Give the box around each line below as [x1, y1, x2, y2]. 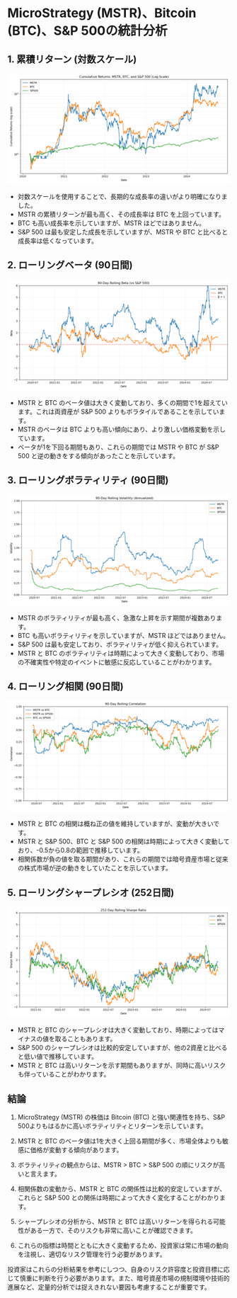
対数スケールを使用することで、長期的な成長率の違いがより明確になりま [17, 193, 228, 200]
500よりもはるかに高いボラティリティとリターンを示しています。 [17, 1122, 207, 1130]
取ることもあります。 [54, 1035, 117, 1043]
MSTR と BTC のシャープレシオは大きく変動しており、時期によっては [17, 1026, 219, 1035]
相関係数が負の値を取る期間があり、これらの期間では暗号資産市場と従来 [17, 855, 229, 863]
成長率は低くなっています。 [17, 237, 98, 245]
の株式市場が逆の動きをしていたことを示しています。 [17, 864, 172, 872]
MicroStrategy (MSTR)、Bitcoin [7, 5, 197, 21]
